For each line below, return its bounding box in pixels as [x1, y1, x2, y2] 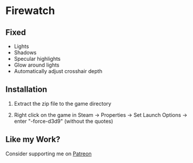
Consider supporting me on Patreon [5, 150, 92, 157]
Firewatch [5, 4, 55, 18]
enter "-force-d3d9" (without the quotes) [13, 117, 113, 124]
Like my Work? [5, 134, 61, 144]
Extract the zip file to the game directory [13, 100, 112, 107]
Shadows [13, 49, 37, 56]
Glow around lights [13, 61, 60, 68]
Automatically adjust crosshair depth [13, 68, 103, 74]
